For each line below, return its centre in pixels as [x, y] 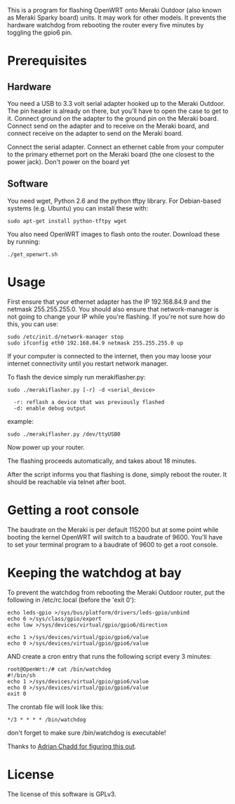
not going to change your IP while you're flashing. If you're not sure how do [116, 316]
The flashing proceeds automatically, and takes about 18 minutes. [102, 461]
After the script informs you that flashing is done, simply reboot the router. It [117, 474]
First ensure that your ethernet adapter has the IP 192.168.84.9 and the [109, 302]
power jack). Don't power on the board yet [68, 162]
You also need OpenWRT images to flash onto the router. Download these [114, 234]
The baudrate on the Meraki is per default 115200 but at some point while [113, 530]
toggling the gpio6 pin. [40, 32]
